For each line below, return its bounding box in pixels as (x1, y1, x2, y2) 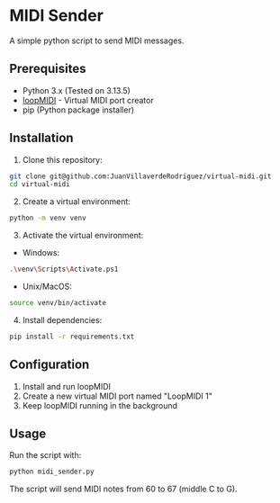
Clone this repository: (22, 154, 103, 165)
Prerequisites (9, 61, 86, 76)
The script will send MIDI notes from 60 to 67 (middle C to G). (9, 483, 238, 495)
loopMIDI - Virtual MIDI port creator (22, 94, 155, 105)
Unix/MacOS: (22, 281, 72, 292)
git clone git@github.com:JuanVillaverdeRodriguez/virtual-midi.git (9, 172, 272, 181)
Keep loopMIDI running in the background (22, 400, 178, 410)
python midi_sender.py (9, 467, 95, 477)
